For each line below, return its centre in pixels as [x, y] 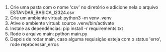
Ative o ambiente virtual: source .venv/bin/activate [62, 23]
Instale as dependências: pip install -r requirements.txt [66, 28]
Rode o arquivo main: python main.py [49, 34]
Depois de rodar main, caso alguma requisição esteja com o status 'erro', [86, 39]
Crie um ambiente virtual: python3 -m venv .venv [61, 18]
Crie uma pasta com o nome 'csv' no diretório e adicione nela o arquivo [84, 7]
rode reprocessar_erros [34, 44]
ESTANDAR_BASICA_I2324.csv [42, 12]
